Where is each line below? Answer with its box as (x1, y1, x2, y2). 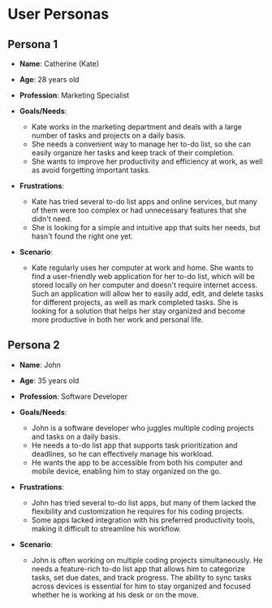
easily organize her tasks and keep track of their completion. (31, 148, 235, 157)
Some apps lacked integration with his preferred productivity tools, (31, 514, 255, 525)
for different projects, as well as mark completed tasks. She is (31, 298, 239, 307)
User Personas (7, 5, 110, 24)
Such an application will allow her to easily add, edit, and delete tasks (31, 289, 264, 298)
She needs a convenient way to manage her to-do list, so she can (31, 139, 252, 149)
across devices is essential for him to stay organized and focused (31, 581, 251, 591)
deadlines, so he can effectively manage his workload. (31, 448, 214, 458)
